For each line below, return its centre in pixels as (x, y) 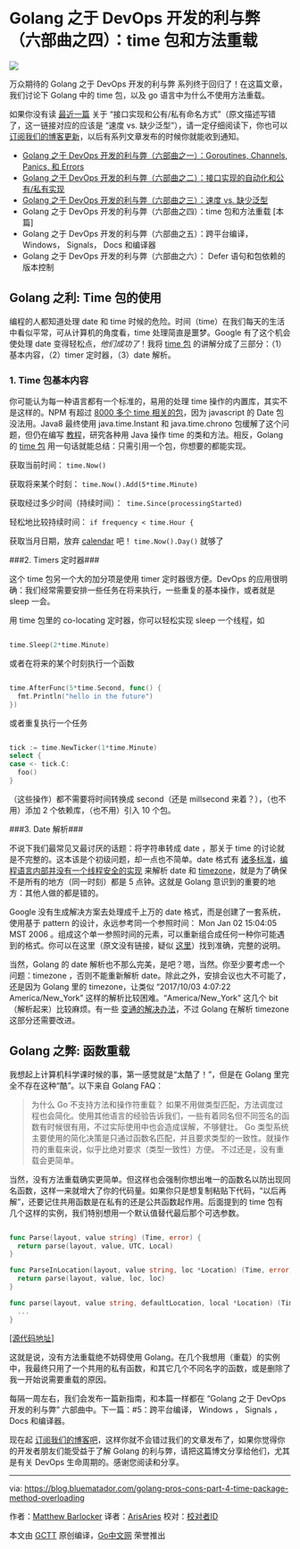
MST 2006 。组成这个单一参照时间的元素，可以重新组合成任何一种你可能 (143, 934)
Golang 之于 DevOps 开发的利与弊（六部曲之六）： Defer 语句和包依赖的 (154, 256)
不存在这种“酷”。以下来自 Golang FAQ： (90, 1085)
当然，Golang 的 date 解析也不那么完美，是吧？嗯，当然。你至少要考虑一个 (147, 964)
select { (25, 756)
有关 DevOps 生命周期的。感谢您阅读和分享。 (100, 1461)
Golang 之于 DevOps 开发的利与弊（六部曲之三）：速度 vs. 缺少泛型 (145, 200)
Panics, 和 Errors (53, 166)
